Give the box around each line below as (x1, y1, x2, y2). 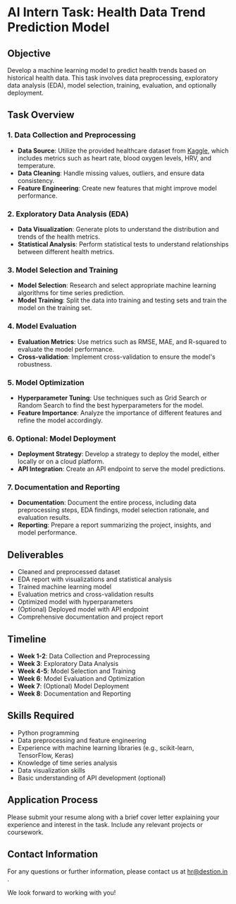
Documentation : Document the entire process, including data (17, 499, 197, 507)
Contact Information (7, 848, 99, 860)
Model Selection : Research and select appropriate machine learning (17, 281, 216, 290)
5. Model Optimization (7, 377, 85, 387)
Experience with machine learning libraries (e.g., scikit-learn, (17, 743, 194, 752)
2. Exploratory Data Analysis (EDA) (7, 209, 129, 219)
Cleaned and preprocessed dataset (17, 568, 120, 576)
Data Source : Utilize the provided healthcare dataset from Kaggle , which (17, 146, 229, 155)
